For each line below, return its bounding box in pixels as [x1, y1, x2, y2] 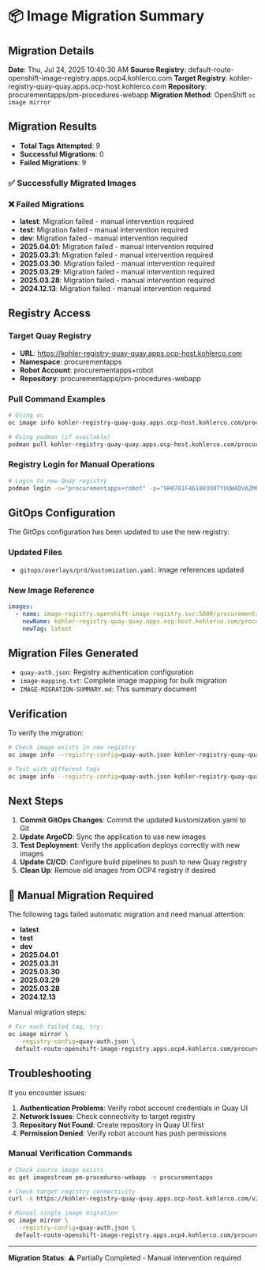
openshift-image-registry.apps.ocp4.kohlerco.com [8, 74, 173, 82]
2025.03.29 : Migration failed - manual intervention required [19, 267, 215, 277]
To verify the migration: [8, 728, 84, 738]
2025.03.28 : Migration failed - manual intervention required [19, 275, 215, 285]
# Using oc [8, 411, 44, 420]
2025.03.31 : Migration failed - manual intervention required [19, 251, 214, 260]
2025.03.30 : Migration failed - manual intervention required [19, 259, 215, 268]
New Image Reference [8, 584, 95, 595]
